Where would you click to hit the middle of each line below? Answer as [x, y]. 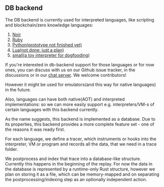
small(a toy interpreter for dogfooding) [51, 55]
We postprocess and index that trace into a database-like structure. [73, 159]
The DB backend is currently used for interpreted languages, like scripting [80, 20]
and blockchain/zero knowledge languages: [49, 25]
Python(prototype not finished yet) [47, 45]
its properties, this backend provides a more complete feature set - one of [80, 124]
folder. [12, 149]
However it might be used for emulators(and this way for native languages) [81, 84]
